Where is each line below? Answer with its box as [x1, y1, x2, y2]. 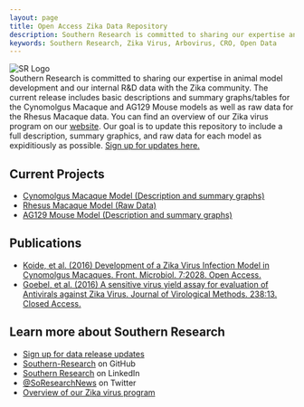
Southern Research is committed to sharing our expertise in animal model [9, 73, 283, 84]
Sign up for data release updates [22, 348, 145, 359]
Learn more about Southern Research [9, 325, 226, 340]
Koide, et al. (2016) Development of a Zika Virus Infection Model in [22, 260, 270, 270]
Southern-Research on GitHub [22, 358, 136, 369]
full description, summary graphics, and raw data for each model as [9, 130, 262, 141]
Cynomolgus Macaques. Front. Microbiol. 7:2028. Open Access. [22, 269, 261, 280]
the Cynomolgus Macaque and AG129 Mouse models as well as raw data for [9, 101, 294, 113]
